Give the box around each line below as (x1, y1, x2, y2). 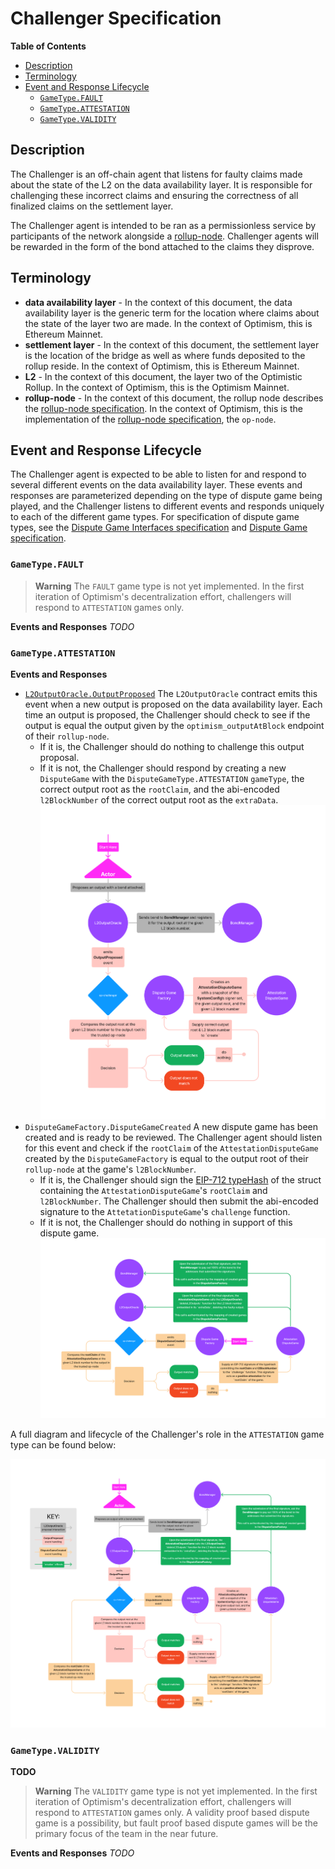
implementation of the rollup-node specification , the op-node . (24, 413, 277, 425)
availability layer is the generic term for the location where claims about (24, 307, 320, 319)
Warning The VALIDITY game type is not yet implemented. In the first (34, 1785, 318, 1797)
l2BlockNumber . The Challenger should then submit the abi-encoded (39, 1195, 319, 1207)
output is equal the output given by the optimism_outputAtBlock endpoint (24, 719, 325, 731)
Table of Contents (10, 40, 87, 52)
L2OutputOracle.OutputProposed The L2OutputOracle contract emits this (24, 687, 318, 699)
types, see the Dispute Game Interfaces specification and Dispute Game (10, 522, 308, 534)
